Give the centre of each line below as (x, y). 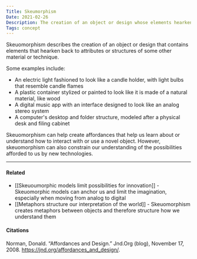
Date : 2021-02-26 (27, 17)
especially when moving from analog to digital (70, 198)
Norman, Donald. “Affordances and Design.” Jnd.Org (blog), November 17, (95, 243)
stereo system (32, 111)
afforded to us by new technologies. (50, 154)
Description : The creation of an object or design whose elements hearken (99, 22)
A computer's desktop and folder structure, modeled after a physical (97, 117)
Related (16, 172)
